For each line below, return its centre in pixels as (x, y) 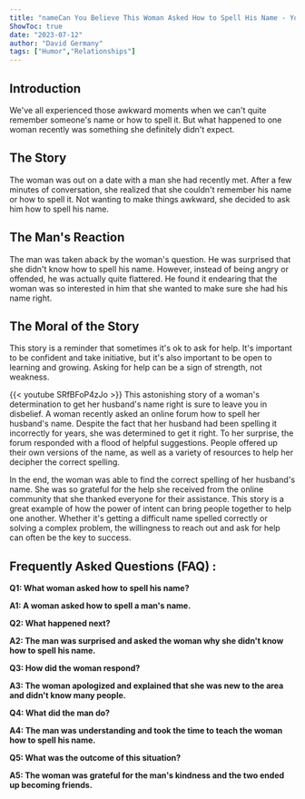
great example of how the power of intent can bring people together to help (151, 508)
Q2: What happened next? (60, 624)
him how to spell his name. (59, 209)
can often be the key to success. (70, 538)
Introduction (45, 89)
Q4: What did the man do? (60, 713)
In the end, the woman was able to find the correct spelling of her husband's (152, 480)
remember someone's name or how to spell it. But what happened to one (146, 120)
